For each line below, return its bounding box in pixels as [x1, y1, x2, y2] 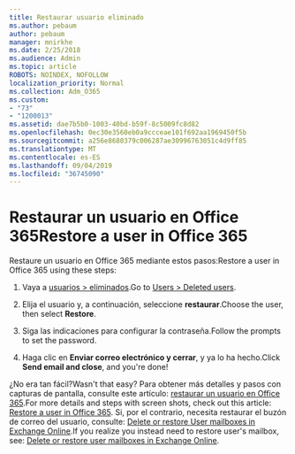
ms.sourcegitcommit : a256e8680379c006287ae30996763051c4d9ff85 [9, 136, 247, 145]
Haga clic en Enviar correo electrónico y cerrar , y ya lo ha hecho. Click [21, 352, 281, 363]
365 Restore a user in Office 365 [9, 227, 248, 246]
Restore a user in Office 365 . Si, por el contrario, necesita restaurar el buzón [9, 407, 287, 418]
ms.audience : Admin [9, 54, 81, 63]
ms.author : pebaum [9, 21, 77, 30]
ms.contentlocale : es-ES [9, 152, 101, 162]
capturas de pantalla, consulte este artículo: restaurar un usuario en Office [9, 389, 281, 399]
